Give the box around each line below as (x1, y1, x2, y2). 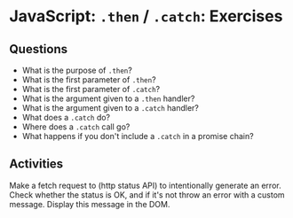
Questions (9, 42, 68, 57)
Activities (9, 157, 64, 172)
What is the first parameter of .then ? (21, 74, 157, 85)
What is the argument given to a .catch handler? (21, 103, 200, 113)
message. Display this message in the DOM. (9, 199, 170, 209)
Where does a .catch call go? (21, 121, 131, 132)
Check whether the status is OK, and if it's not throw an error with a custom (9, 189, 286, 200)
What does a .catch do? (21, 113, 111, 122)
